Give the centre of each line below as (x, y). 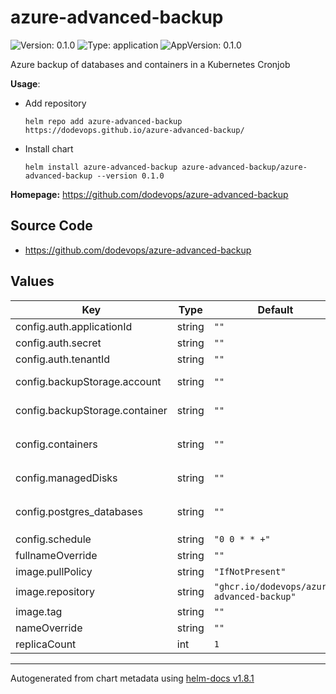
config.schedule (53, 539)
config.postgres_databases (79, 511)
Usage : (25, 83)
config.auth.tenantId (63, 359)
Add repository (55, 103)
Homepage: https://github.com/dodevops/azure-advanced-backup (149, 194)
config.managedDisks (66, 478)
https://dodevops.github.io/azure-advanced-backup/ (134, 130)
